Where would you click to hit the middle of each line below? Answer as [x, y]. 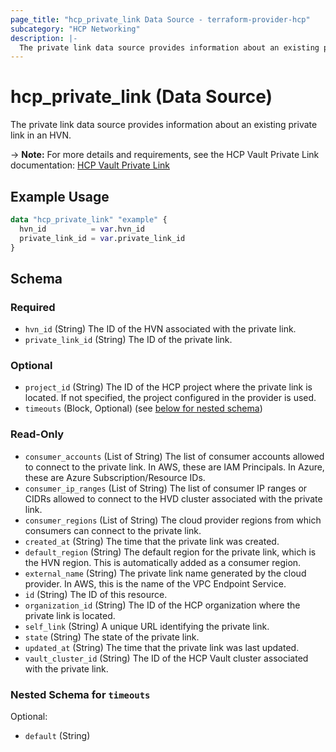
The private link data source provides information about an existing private [164, 125]
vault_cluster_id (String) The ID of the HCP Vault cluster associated [166, 658]
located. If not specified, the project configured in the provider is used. [170, 398]
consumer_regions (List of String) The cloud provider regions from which [173, 520]
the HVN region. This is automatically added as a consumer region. [163, 562]
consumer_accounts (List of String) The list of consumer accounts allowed [174, 456]
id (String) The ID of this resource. [96, 594]
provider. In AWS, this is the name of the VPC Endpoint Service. [155, 583]
